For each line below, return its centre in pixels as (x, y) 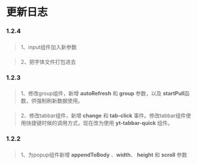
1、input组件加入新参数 (49, 47)
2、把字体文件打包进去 (48, 62)
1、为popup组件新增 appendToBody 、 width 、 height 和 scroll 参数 (104, 155)
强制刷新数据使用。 (60, 101)
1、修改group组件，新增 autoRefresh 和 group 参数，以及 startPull (102, 94)
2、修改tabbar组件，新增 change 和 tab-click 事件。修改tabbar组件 (103, 115)
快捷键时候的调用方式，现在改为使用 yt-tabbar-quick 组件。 (99, 123)
